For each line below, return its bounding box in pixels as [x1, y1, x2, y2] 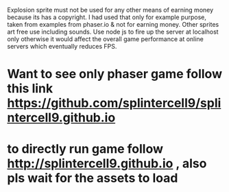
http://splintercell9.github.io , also [7, 156, 207, 171]
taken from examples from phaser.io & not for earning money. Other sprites [7, 21, 219, 28]
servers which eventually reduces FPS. [7, 43, 117, 50]
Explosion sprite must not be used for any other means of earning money [7, 6, 214, 14]
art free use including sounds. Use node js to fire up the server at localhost [7, 27, 219, 36]
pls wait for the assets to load [7, 171, 178, 186]
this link [7, 81, 53, 97]
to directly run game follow [7, 141, 163, 157]
